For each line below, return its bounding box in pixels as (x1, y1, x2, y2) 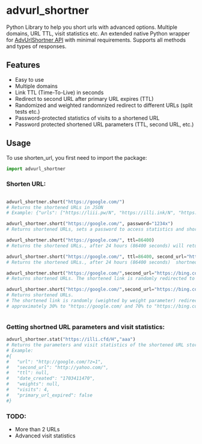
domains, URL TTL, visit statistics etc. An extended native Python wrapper (6, 29, 191, 37)
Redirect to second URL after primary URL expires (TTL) (14, 95, 154, 102)
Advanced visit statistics (14, 432, 76, 439)
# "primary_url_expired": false (6, 392, 93, 398)
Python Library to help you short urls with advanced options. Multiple (6, 23, 177, 31)
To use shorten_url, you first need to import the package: (6, 154, 147, 161)
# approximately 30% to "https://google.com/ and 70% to (6, 303, 152, 309)
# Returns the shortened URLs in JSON (6, 204, 103, 210)
